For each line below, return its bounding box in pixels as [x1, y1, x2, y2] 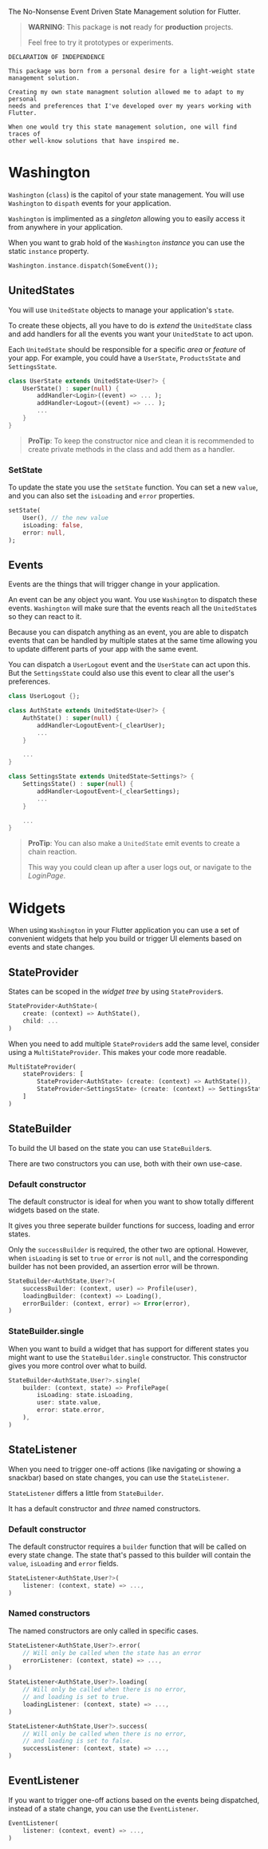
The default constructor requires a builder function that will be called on [8, 1541, 247, 1551]
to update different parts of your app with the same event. [8, 645, 199, 654]
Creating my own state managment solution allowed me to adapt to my [8, 88, 245, 96]
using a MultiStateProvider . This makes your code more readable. [8, 1047, 227, 1057]
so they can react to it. [8, 612, 82, 621]
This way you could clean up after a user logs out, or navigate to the [27, 863, 252, 872]
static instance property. [8, 246, 89, 256]
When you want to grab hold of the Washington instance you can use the [8, 237, 245, 247]
